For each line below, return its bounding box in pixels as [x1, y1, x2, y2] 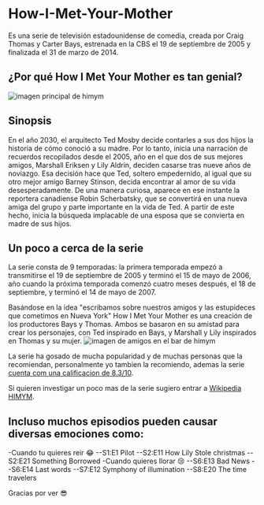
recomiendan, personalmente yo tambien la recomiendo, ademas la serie [8, 360, 245, 369]
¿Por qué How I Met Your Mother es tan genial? [8, 70, 243, 84]
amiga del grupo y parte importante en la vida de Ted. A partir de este [8, 202, 235, 211]
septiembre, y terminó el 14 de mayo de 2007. [8, 288, 156, 297]
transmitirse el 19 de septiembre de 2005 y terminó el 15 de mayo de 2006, [8, 271, 251, 280]
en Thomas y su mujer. [8, 336, 83, 346]
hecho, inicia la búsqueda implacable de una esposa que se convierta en [8, 210, 245, 220]
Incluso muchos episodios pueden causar [8, 414, 218, 428]
